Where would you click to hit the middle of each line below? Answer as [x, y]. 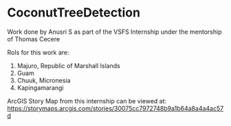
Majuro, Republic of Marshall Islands [68, 65]
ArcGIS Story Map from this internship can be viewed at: [87, 101]
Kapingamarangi [40, 87]
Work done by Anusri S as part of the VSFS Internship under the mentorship [114, 32]
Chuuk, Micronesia [44, 80]
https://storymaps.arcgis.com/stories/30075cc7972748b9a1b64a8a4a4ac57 [115, 108]
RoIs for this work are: [38, 52]
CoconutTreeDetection [74, 13]
